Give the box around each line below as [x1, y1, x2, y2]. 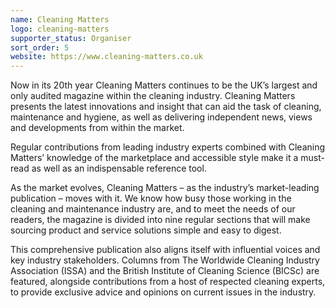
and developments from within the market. [10, 122, 185, 134]
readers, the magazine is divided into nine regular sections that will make [10, 214, 311, 226]
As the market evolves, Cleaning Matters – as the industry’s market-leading [10, 182, 320, 194]
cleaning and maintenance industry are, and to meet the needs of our [10, 203, 296, 215]
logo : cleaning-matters [10, 24, 110, 34]
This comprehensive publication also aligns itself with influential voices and [10, 244, 321, 256]
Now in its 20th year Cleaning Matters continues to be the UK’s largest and [10, 79, 318, 91]
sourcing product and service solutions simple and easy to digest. [10, 224, 282, 236]
